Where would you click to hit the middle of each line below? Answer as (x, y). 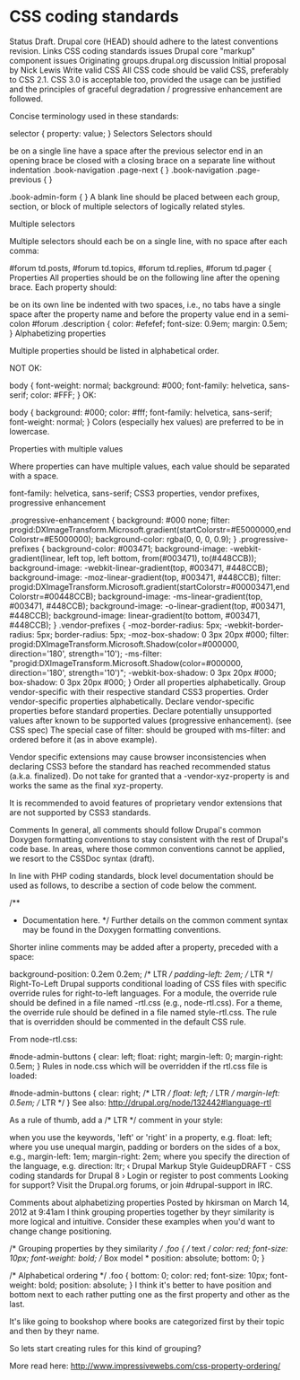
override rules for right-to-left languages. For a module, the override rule (143, 993)
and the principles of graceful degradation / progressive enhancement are (146, 89)
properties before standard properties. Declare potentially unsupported (141, 710)
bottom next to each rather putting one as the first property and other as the (150, 1294)
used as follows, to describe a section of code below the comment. (133, 885)
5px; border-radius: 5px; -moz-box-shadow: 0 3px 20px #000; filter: (163, 634)
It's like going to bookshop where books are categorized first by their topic (147, 1321)
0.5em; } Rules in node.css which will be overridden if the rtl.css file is (138, 1066)
